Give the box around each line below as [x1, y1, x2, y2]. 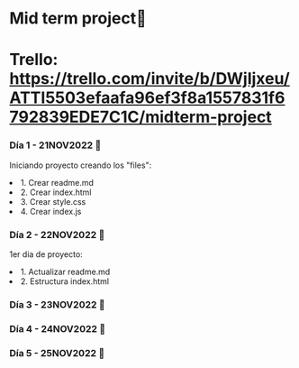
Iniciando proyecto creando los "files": [9, 160, 152, 170]
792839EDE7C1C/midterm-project [9, 107, 272, 127]
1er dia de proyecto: [9, 248, 83, 260]
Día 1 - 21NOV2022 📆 [9, 139, 102, 152]
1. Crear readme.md [21, 177, 95, 188]
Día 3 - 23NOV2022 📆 [9, 298, 105, 310]
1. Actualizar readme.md [21, 266, 111, 277]
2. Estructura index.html [21, 275, 110, 287]
